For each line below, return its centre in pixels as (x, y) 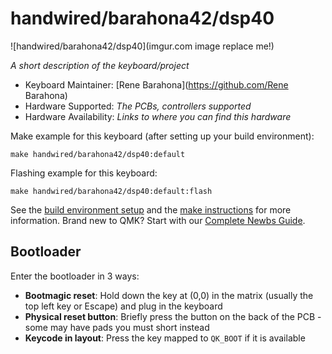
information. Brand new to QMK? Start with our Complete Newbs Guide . (158, 220)
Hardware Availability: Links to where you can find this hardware (158, 116)
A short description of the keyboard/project (100, 65)
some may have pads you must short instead (117, 327)
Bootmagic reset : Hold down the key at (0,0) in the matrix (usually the (169, 295)
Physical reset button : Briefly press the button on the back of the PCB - (173, 316)
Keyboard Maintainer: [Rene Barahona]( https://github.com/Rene (156, 84)
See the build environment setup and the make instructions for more (151, 209)
